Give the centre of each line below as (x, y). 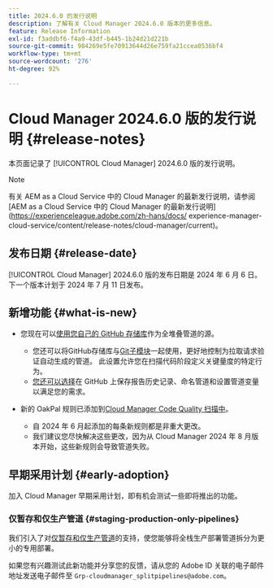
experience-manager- (225, 216)
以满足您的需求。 (61, 392)
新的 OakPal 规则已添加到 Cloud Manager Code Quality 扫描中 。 (126, 409)
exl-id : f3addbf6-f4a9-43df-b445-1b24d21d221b (89, 39)
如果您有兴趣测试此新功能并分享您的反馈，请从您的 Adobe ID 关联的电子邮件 (136, 565)
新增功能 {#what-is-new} (73, 313)
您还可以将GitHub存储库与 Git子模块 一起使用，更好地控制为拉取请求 (145, 351)
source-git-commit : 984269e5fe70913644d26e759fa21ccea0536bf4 (116, 46)
